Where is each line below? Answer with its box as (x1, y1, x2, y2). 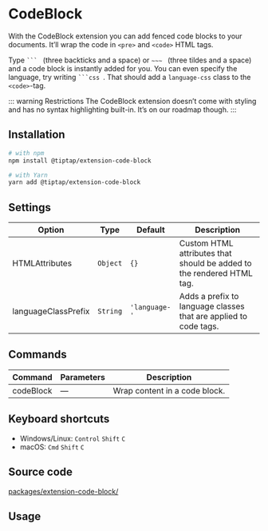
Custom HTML (179, 238, 234, 249)
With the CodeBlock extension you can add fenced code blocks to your (8, 31, 242, 41)
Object (97, 259, 123, 268)
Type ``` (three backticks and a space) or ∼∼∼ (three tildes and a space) (8, 55, 252, 65)
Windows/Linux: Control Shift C (19, 433, 126, 443)
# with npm (8, 149, 45, 157)
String (97, 307, 123, 316)
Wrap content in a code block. (112, 385, 226, 396)
